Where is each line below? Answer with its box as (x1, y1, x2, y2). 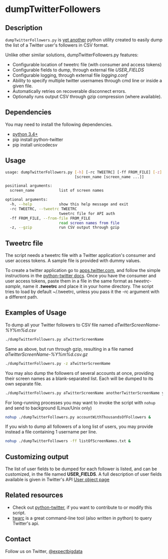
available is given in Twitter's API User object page (5, 477, 110, 483)
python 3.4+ (12, 131, 38, 137)
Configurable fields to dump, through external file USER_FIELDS (12, 67, 144, 73)
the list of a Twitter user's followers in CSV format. (5, 42, 109, 48)
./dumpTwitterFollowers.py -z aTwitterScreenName (5, 361, 111, 366)
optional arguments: (5, 197, 48, 202)
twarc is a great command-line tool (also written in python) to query (12, 515, 152, 521)
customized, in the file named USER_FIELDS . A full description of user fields (5, 471, 162, 477)
